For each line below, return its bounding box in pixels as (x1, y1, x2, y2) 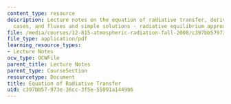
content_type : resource (7, 10, 76, 17)
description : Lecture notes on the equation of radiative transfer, (7, 16, 208, 23)
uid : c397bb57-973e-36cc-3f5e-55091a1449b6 (7, 86, 134, 93)
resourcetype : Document (7, 73, 76, 81)
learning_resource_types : (7, 42, 81, 49)
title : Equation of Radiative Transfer (7, 80, 122, 87)
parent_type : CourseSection (7, 67, 88, 74)
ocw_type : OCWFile (7, 55, 60, 62)
